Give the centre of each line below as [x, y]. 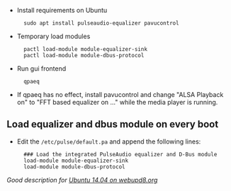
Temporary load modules [53, 36]
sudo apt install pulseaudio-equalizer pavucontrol [101, 23]
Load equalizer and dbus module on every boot [113, 124]
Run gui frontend [41, 69]
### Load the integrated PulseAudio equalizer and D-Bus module [120, 154]
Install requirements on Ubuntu [62, 10]
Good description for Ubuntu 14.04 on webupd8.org [82, 180]
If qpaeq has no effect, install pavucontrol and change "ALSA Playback [120, 94]
